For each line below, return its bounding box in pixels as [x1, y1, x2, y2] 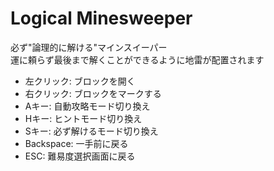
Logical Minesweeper [10, 7, 193, 30]
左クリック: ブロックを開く [24, 75, 136, 87]
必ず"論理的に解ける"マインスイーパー [10, 41, 168, 53]
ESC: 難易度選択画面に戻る [24, 150, 136, 162]
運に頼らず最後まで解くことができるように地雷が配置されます [10, 53, 265, 66]
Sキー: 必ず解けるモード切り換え [24, 125, 159, 137]
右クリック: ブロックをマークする [24, 87, 162, 99]
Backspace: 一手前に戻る [24, 137, 129, 149]
